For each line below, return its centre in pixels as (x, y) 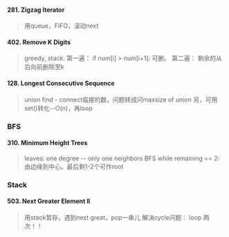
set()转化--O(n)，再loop (58, 108)
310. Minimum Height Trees (47, 143)
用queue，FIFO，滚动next (61, 26)
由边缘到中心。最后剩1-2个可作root (74, 167)
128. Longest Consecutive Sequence (61, 83)
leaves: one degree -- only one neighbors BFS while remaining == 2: (122, 158)
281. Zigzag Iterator (36, 10)
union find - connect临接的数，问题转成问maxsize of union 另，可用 (121, 99)
